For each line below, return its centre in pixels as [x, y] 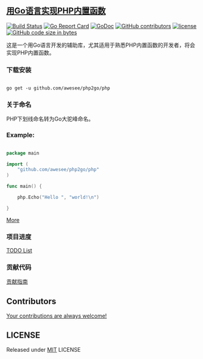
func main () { [24, 186]
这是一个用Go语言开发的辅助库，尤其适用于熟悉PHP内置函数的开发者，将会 [101, 45]
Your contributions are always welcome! [57, 316]
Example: [20, 135]
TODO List [19, 251]
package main [23, 153]
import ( [17, 164]
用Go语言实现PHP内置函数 [56, 11]
